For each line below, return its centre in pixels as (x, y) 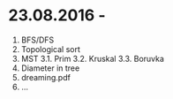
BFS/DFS (38, 40)
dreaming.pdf (46, 77)
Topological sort (51, 49)
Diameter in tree (50, 68)
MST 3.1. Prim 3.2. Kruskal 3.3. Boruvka (93, 58)
